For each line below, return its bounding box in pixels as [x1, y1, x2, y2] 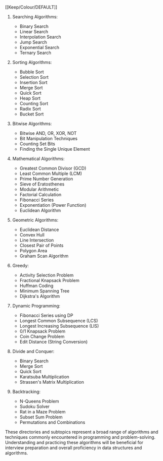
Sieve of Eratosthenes [19, 181, 65, 187]
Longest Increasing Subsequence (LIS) [19, 323, 99, 329]
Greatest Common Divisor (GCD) [19, 166, 86, 171]
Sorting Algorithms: [12, 59, 52, 65]
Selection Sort [19, 74, 49, 80]
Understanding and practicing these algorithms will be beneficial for [5, 440, 144, 445]
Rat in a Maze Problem [19, 409, 66, 414]
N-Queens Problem [19, 399, 59, 404]
